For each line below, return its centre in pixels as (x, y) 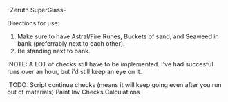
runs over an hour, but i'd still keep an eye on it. (75, 72)
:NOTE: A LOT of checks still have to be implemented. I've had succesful (110, 64)
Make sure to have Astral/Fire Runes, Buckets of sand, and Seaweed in (118, 36)
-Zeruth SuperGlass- (37, 10)
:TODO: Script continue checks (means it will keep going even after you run (114, 85)
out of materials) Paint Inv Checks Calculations (74, 92)
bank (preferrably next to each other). (71, 43)
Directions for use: (34, 23)
